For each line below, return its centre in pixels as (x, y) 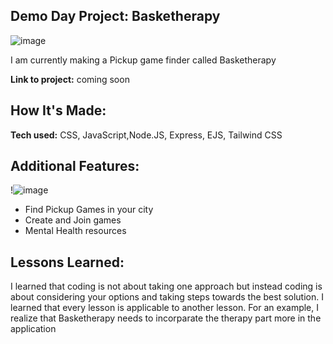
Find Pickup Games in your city (89, 210)
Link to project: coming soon (70, 79)
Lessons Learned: (67, 262)
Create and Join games (73, 220)
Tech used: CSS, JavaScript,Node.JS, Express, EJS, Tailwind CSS (146, 135)
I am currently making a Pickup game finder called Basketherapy (143, 60)
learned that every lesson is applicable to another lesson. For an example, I (165, 308)
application (33, 329)
